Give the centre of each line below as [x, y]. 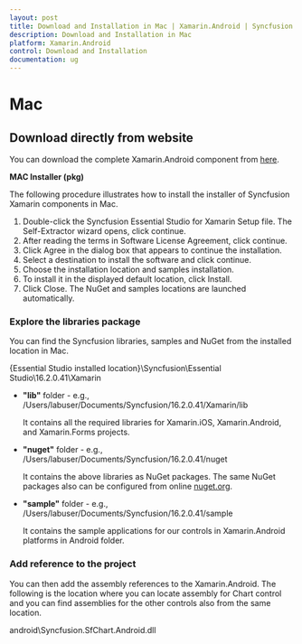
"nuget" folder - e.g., [62, 450]
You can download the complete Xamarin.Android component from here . [145, 159]
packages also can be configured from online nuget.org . [127, 486]
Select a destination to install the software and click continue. [137, 260]
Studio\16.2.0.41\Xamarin [56, 378]
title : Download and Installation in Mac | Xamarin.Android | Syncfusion [151, 26]
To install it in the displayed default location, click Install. [127, 279]
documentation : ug [44, 60]
